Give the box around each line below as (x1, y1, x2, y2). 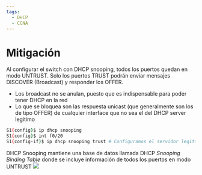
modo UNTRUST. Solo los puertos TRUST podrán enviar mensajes (6, 72, 171, 79)
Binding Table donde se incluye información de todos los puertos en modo (6, 156, 191, 163)
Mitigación (6, 46, 61, 60)
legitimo (14, 115, 35, 123)
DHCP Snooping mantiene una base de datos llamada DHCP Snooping (6, 149, 180, 156)
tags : (6, 8, 20, 15)
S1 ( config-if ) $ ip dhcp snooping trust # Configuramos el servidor (6, 139, 179, 145)
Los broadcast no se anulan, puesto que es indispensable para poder (14, 90, 187, 97)
